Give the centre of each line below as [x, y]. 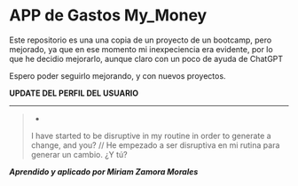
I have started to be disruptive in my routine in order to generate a [151, 136]
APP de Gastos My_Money [108, 15]
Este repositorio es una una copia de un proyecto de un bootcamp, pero [141, 40]
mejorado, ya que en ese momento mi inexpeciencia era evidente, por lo [141, 49]
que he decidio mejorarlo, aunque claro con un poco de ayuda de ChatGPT [146, 58]
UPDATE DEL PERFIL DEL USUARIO [74, 93]
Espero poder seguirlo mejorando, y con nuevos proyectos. [118, 75]
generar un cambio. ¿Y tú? [79, 154]
